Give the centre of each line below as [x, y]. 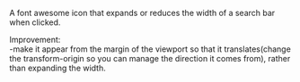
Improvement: [35, 40]
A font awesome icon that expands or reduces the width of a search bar [142, 13]
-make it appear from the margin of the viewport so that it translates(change [150, 49]
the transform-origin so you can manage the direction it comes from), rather [150, 58]
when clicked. [35, 22]
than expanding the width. [57, 68]
